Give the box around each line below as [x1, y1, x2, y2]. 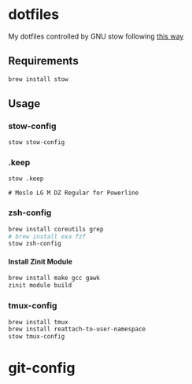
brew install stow [8, 75, 68, 83]
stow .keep [8, 175, 44, 183]
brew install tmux [8, 318, 68, 326]
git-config [8, 360, 76, 377]
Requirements [8, 54, 79, 68]
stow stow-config [8, 138, 65, 146]
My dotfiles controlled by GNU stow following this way [8, 31, 184, 41]
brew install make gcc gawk [8, 274, 101, 282]
